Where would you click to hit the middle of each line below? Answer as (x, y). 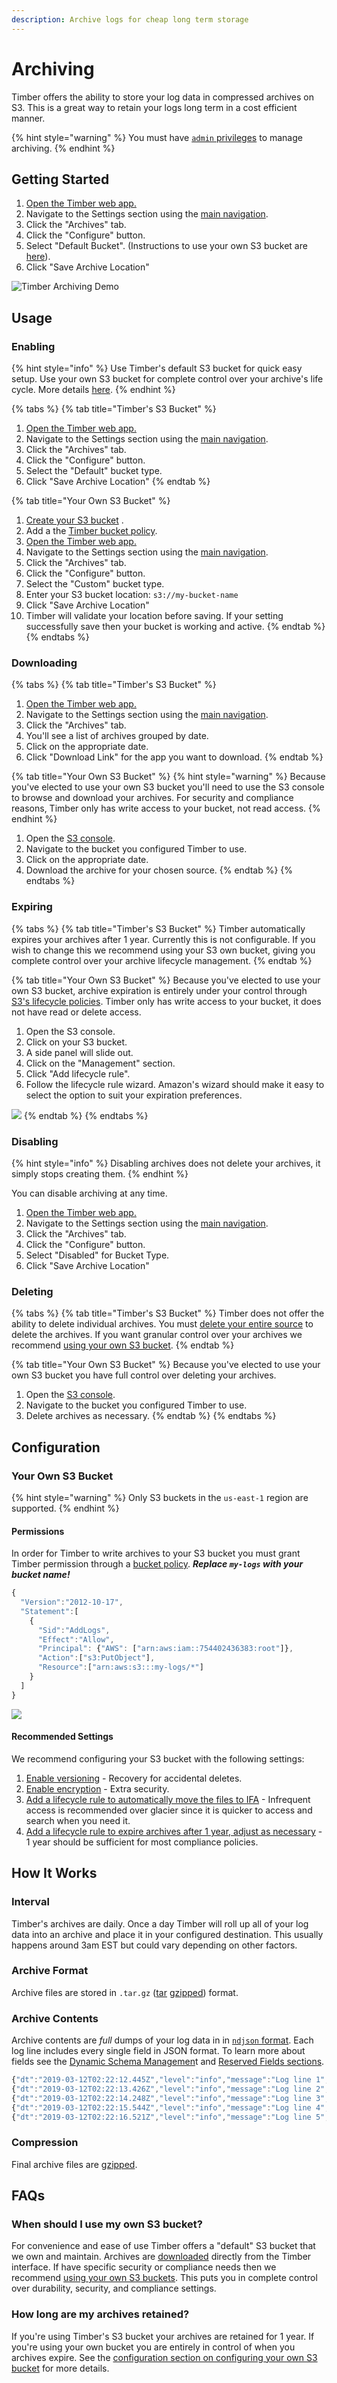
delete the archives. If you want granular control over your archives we (157, 1335)
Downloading (44, 663)
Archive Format (50, 1971)
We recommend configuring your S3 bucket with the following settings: (158, 1758)
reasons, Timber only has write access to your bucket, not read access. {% (166, 808)
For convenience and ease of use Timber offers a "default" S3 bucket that (163, 2246)
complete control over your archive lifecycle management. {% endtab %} (162, 960)
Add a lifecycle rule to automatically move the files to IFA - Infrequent (168, 1799)
